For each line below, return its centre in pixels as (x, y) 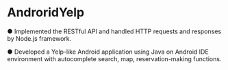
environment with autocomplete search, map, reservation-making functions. (114, 58)
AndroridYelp (46, 13)
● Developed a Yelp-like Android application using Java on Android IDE (108, 52)
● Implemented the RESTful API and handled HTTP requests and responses (114, 31)
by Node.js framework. (39, 38)
